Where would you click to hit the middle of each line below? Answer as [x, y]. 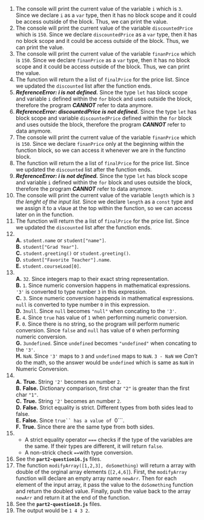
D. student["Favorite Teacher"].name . [63, 259]
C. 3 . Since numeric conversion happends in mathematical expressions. [105, 298]
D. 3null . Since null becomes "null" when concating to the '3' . [96, 311]
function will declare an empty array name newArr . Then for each [96, 478]
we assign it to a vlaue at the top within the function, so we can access [104, 208]
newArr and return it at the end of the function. [73, 498]
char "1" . [27, 395]
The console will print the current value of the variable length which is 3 [105, 195]
